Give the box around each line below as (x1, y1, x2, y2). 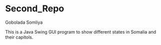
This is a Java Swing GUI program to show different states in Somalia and (5, 29, 156, 35)
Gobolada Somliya (5, 19, 43, 25)
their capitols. (5, 34, 33, 40)
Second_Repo (5, 3, 64, 14)
